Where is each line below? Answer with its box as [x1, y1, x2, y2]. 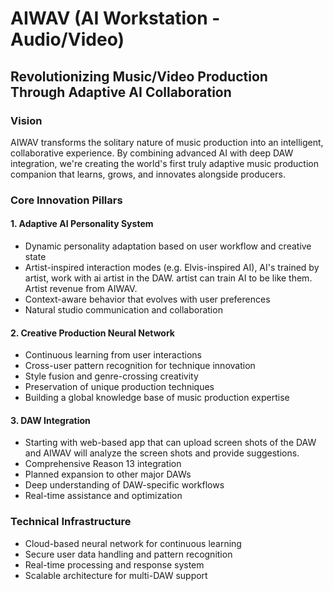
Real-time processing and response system [24, 558, 205, 571]
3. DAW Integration [10, 414, 91, 426]
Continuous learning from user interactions [24, 349, 202, 361]
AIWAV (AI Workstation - [10, 7, 221, 30]
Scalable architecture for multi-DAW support [24, 569, 208, 581]
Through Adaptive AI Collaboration [10, 83, 232, 101]
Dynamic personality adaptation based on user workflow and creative [24, 240, 312, 252]
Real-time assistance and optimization [24, 490, 183, 502]
